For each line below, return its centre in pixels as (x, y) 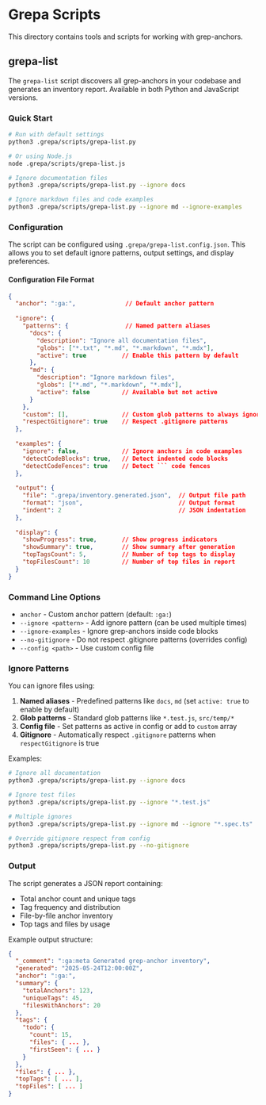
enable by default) (49, 710)
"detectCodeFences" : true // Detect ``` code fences (117, 466)
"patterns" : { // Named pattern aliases (117, 326)
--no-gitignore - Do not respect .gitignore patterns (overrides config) (133, 639)
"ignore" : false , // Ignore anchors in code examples (133, 451)
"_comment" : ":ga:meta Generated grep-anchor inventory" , (113, 961)
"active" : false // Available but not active (127, 392)
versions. (23, 98)
